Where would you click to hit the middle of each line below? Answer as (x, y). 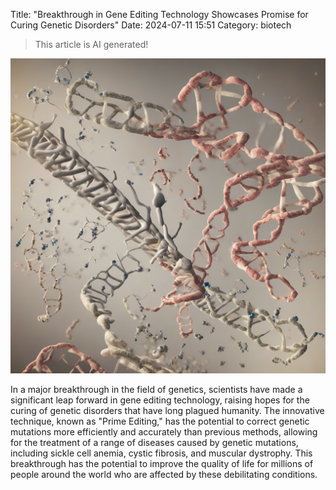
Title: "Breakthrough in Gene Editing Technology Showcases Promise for (159, 14)
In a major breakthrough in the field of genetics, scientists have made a (156, 389)
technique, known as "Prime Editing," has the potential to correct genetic (160, 421)
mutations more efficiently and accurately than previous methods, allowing (164, 432)
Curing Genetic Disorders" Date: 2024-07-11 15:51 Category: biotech (151, 25)
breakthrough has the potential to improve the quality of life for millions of (162, 463)
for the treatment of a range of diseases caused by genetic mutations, (154, 442)
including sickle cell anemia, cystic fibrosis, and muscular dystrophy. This (161, 453)
